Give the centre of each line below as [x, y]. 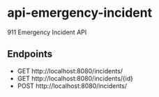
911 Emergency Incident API [47, 32]
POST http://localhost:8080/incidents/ [72, 86]
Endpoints [30, 54]
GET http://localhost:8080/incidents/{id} [75, 78]
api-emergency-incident [79, 13]
